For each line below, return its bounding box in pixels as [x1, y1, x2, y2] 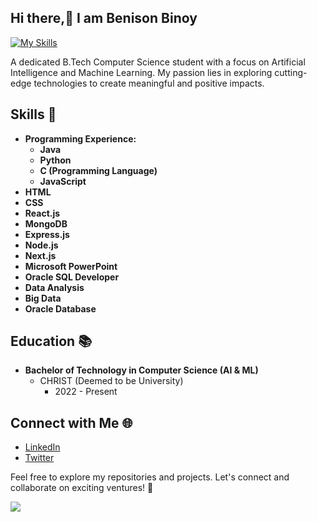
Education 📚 [10, 333, 93, 350]
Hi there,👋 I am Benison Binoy [10, 10, 198, 27]
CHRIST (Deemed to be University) [39, 375, 184, 387]
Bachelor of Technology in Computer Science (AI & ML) [24, 364, 259, 376]
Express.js [24, 228, 70, 240]
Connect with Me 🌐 [10, 414, 133, 431]
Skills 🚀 [10, 106, 57, 123]
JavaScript [39, 175, 87, 187]
